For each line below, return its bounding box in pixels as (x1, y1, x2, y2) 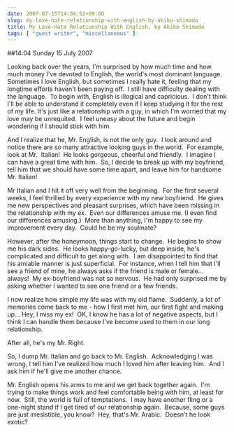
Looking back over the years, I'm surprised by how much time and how (7, 62, 212, 71)
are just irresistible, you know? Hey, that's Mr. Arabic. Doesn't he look (7, 410, 211, 419)
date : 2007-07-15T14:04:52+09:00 (7, 10, 105, 18)
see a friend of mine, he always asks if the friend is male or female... (7, 267, 204, 275)
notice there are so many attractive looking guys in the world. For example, (7, 143, 225, 151)
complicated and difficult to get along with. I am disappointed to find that (7, 252, 219, 260)
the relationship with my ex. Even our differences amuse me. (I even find (7, 209, 217, 217)
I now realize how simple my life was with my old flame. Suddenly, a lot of (7, 295, 221, 304)
